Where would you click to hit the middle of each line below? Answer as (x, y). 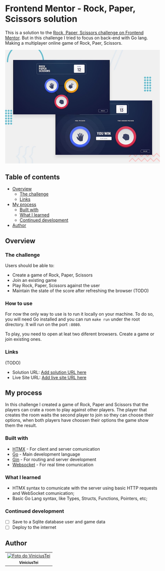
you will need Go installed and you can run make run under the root (72, 319)
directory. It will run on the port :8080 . (43, 325)
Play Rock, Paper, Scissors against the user (56, 286)
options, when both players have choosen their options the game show (77, 420)
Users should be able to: (30, 266)
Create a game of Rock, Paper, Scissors (52, 275)
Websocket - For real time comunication (53, 464)
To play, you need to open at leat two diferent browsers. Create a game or (80, 334)
